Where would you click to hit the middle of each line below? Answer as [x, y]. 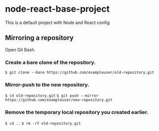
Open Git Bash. [20, 49]
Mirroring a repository [39, 38]
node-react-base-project [57, 9]
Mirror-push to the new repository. [47, 85]
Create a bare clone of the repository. [51, 62]
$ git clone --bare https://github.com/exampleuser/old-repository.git [79, 73]
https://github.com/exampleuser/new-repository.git [59, 100]
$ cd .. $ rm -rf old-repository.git [43, 123]
